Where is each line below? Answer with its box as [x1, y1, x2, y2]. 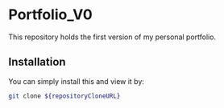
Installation [8, 55, 66, 69]
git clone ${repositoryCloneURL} [8, 92, 121, 100]
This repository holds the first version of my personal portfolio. [8, 32, 216, 42]
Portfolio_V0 [8, 6, 93, 24]
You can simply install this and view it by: [8, 76, 145, 86]
